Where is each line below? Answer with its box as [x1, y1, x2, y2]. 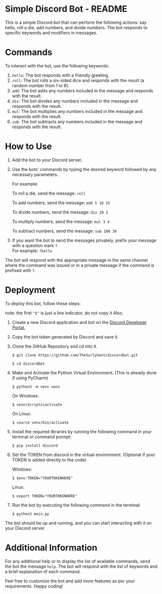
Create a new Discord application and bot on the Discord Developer [12, 319, 147, 325]
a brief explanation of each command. [5, 568, 81, 574]
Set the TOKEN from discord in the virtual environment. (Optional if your [12, 452, 156, 458]
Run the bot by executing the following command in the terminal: [12, 502, 141, 508]
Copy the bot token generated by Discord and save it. [12, 334, 119, 339]
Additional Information [5, 542, 98, 553]
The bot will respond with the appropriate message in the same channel [5, 257, 148, 263]
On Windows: [12, 392, 39, 399]
